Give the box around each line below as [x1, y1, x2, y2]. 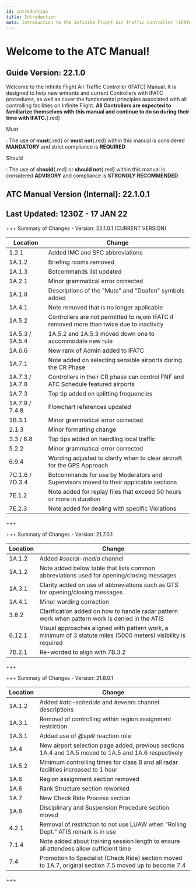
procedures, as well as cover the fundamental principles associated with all [6, 96, 187, 103]
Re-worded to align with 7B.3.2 [39, 648, 127, 656]
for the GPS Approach [48, 461, 108, 469]
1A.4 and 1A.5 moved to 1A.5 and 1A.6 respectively [39, 748, 183, 756]
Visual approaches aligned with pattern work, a [39, 624, 169, 632]
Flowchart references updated [48, 402, 131, 411]
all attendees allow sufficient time [39, 844, 131, 852]
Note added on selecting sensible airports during [48, 356, 183, 364]
